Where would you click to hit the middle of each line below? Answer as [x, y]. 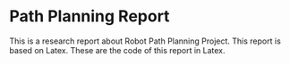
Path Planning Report [90, 16]
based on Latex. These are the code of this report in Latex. [117, 50]
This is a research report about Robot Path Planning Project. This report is [145, 41]
